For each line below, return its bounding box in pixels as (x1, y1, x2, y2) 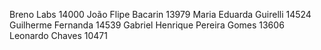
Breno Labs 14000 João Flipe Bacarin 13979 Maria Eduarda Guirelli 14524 (9, 9, 312, 20)
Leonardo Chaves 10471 (9, 30, 108, 41)
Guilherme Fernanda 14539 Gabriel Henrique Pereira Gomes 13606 (9, 19, 285, 31)
